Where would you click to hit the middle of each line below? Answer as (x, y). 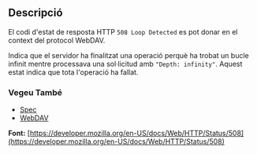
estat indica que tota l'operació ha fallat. (73, 72)
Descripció (35, 13)
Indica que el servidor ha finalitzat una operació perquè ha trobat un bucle (129, 55)
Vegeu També (35, 92)
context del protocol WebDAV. (57, 40)
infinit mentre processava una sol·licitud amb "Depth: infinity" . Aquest (125, 64)
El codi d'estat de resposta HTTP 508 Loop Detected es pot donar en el (123, 31)
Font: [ (19, 134)
